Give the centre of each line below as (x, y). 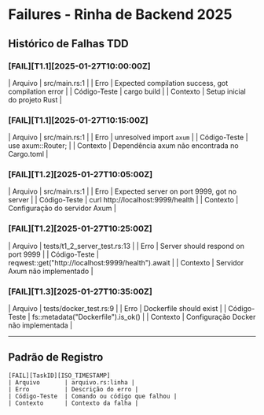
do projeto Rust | (35, 99)
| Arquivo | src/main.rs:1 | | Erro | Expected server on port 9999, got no (123, 191)
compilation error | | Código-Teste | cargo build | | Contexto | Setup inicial (127, 91)
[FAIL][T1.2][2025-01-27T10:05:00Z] (81, 175)
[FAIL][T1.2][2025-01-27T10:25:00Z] (80, 228)
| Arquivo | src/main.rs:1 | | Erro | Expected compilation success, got (118, 83)
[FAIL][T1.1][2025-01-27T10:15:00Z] (78, 120)
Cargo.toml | (28, 154)
